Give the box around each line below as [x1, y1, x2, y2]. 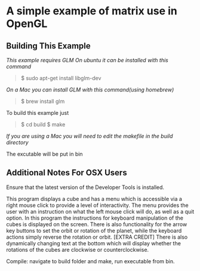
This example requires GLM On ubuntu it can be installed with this [6, 57, 168, 63]
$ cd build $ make [20, 121, 66, 128]
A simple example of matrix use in [6, 4, 178, 18]
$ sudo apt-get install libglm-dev [20, 75, 101, 81]
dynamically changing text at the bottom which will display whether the [6, 239, 181, 246]
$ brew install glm [20, 98, 65, 105]
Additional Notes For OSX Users [6, 168, 127, 178]
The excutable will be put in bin [6, 151, 83, 157]
